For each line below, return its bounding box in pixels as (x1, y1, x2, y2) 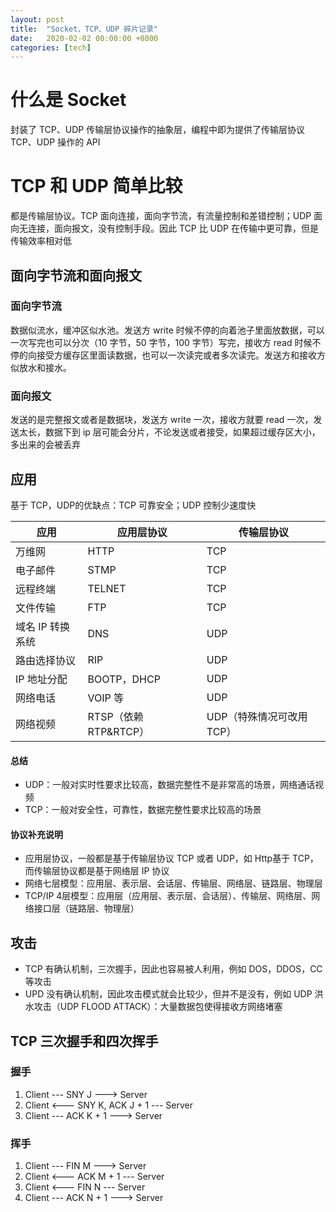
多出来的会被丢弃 (10, 439, 81, 451)
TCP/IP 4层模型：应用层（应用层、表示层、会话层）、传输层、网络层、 (24, 890, 312, 902)
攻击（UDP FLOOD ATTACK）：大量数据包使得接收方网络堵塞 (33, 1001, 283, 1013)
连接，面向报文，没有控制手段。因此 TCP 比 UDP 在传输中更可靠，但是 (27, 222, 319, 235)
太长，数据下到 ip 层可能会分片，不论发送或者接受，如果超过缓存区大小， (18, 426, 321, 438)
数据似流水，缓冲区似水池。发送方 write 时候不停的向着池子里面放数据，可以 (10, 324, 325, 336)
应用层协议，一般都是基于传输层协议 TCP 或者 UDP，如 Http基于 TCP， (24, 852, 319, 865)
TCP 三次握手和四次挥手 (10, 1032, 159, 1050)
